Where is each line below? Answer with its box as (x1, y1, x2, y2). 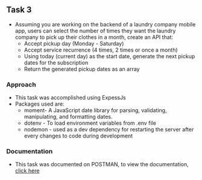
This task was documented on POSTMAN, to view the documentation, (14, 161, 189, 168)
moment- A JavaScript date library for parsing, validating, (24, 107, 167, 114)
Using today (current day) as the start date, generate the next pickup (24, 52, 195, 59)
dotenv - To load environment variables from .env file (24, 119, 157, 127)
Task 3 (6, 5, 32, 15)
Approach (6, 80, 36, 89)
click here (14, 167, 40, 175)
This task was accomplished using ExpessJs (14, 94, 127, 101)
